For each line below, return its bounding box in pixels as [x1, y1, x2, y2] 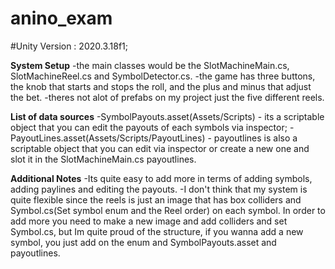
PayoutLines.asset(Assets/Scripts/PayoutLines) [10, 132, 206, 144]
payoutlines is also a [213, 132, 298, 144]
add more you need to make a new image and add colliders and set [10, 215, 288, 227]
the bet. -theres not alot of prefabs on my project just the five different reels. [10, 91, 325, 103]
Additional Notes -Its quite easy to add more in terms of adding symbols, [10, 172, 313, 184]
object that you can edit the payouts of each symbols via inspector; [10, 121, 288, 133]
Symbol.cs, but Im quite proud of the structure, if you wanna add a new [10, 225, 304, 237]
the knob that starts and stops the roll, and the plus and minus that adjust [10, 80, 312, 92]
